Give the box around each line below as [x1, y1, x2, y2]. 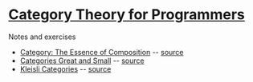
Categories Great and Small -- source [19, 56, 145, 65]
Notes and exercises [8, 32, 76, 41]
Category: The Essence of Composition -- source [19, 47, 184, 57]
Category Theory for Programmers [8, 6, 245, 24]
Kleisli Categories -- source [19, 64, 112, 73]
